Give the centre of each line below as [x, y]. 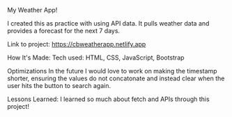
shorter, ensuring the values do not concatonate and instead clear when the [116, 78]
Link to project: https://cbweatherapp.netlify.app [77, 44]
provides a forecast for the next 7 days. [64, 31]
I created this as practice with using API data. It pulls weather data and [108, 23]
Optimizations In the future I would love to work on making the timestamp [112, 71]
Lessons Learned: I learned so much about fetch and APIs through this [109, 99]
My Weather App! [32, 10]
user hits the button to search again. [59, 85]
